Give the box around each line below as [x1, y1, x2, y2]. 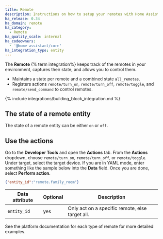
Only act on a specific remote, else [67, 205, 147, 212]
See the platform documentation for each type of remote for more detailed [5, 223, 154, 229]
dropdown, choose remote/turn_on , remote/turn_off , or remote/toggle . [5, 155, 147, 161]
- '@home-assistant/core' [9, 43, 62, 48]
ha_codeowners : [5, 39, 36, 44]
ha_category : [5, 25, 32, 30]
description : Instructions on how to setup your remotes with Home [5, 12, 145, 17]
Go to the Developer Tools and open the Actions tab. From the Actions [5, 149, 148, 156]
